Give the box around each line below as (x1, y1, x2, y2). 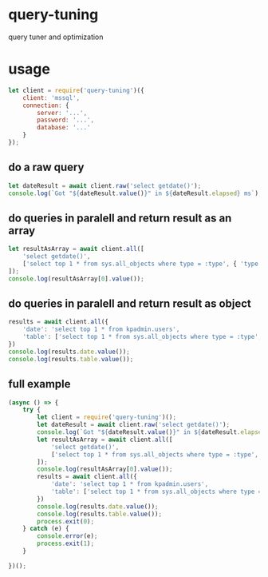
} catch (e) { (22, 525, 69, 533)
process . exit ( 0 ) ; (37, 517, 94, 525)
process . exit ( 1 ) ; (37, 539, 94, 548)
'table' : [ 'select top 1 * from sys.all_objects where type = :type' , (22, 333, 262, 341)
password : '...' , (37, 116, 94, 125)
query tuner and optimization (8, 32, 104, 42)
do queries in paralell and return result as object (8, 297, 251, 311)
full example (8, 377, 71, 391)
